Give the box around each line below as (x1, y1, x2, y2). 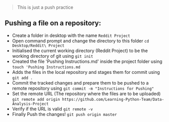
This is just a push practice (17, 5, 74, 10)
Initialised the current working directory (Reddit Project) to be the (12, 48, 148, 54)
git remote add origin (12, 97, 60, 102)
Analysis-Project (12, 101, 49, 106)
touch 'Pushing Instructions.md (12, 64, 80, 70)
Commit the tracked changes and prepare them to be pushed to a (12, 79, 149, 86)
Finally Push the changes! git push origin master (12, 111, 117, 117)
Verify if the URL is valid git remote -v (12, 106, 93, 112)
